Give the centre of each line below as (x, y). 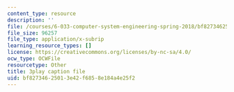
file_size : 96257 (32, 33)
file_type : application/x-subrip (56, 39)
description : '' (31, 20)
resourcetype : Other (37, 65)
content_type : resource (42, 13)
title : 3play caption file (46, 71)
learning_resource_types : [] (49, 46)
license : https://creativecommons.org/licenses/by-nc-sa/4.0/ (99, 53)
